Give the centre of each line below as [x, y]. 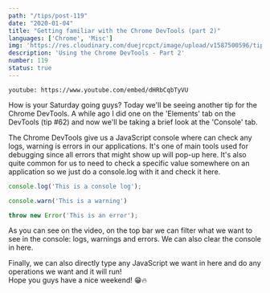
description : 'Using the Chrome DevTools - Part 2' [96, 53]
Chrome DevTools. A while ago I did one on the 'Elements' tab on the [122, 113]
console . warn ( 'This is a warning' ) [68, 201]
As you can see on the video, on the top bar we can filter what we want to [131, 230]
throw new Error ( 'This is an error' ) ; [73, 215]
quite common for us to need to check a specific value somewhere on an [129, 163]
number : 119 [28, 61]
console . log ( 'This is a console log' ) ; [75, 186]
